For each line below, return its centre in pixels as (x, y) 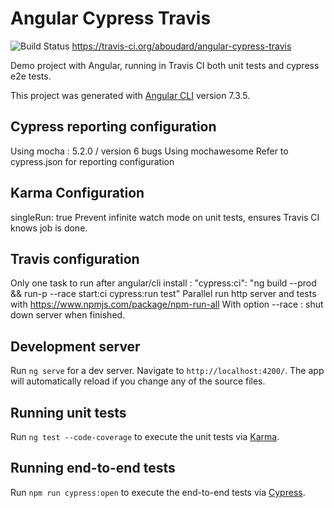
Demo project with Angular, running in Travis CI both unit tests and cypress (165, 65)
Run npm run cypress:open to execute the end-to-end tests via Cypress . (158, 492)
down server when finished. (68, 315)
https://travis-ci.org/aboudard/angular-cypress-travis (181, 46)
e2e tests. (31, 76)
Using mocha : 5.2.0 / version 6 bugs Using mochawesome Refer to (149, 151)
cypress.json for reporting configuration (92, 161)
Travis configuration (75, 258)
